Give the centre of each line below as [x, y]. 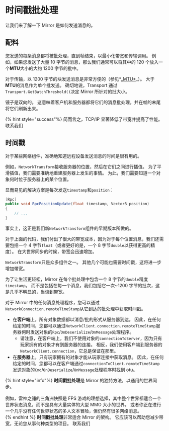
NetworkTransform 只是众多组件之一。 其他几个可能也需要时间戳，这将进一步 [83, 262]
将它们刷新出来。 [23, 108]
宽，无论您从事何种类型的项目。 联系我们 [48, 423]
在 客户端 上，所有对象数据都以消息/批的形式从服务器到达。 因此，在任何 [87, 319]
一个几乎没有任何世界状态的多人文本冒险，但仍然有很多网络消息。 [73, 411]
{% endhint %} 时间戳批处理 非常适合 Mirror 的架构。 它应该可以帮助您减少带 [84, 417]
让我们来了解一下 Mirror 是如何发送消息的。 [50, 25]
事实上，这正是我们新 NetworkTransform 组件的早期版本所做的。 [70, 228]
